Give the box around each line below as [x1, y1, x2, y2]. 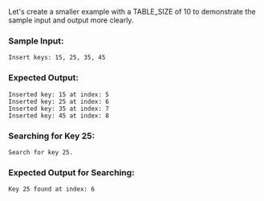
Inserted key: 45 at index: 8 [8, 112, 110, 120]
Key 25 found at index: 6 [8, 185, 95, 194]
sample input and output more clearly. [8, 15, 134, 25]
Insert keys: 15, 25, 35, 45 [8, 54, 106, 62]
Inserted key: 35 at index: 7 [8, 105, 110, 113]
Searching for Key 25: [8, 130, 95, 142]
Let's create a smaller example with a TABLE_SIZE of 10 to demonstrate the [8, 7, 256, 16]
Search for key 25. [8, 148, 74, 156]
